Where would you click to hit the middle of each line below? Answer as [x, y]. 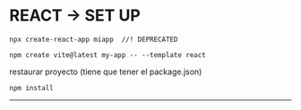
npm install [31, 88]
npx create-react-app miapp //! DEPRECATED [94, 39]
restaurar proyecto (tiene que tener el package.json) [106, 72]
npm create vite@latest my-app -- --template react [107, 55]
